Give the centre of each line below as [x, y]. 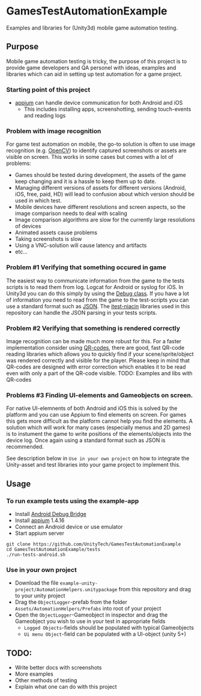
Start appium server [40, 533]
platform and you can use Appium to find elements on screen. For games [96, 415]
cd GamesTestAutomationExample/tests [53, 549]
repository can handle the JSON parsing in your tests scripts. [82, 312]
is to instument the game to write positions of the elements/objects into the [99, 434]
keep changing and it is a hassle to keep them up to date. [85, 181]
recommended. [25, 447]
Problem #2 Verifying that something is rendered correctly [93, 328]
